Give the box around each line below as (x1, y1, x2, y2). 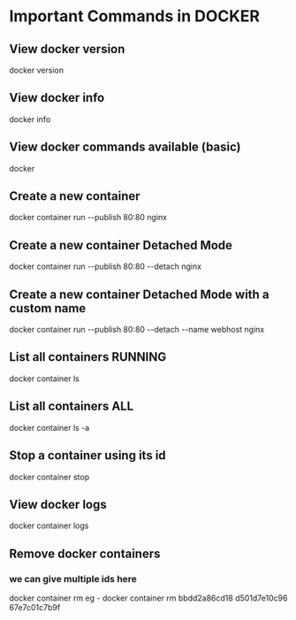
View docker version (9, 42, 125, 57)
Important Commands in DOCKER (9, 6, 261, 27)
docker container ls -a (9, 422, 90, 432)
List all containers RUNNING (9, 349, 167, 364)
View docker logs (9, 497, 108, 512)
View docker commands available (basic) (9, 140, 241, 155)
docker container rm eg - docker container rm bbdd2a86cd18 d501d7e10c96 (9, 593, 288, 603)
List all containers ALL (9, 399, 134, 414)
